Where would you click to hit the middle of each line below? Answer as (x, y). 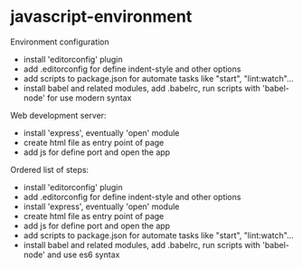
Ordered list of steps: (50, 169)
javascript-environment (101, 17)
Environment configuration (60, 42)
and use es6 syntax (84, 255)
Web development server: (58, 115)
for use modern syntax (90, 98)
